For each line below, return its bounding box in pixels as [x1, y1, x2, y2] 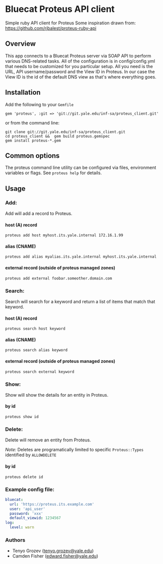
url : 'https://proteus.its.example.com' [9, 501, 94, 507]
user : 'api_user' [9, 506, 46, 511]
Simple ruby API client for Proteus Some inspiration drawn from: [5, 20, 136, 26]
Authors [5, 536, 26, 543]
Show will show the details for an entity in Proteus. [5, 392, 108, 398]
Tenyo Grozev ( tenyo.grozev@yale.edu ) [12, 548, 94, 554]
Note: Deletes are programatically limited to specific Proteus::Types [5, 447, 144, 453]
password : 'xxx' [9, 511, 43, 516]
